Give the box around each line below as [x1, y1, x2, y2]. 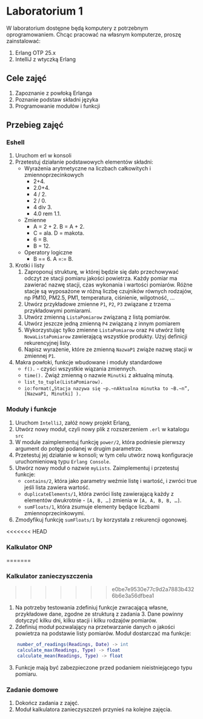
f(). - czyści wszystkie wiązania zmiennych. [24, 365, 137, 372]
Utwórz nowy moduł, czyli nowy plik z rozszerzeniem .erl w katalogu [15, 425, 190, 432]
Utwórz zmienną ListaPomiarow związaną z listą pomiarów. [24, 313, 171, 321]
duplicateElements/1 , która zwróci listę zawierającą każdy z [24, 490, 175, 497]
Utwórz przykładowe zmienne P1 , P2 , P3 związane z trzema [24, 300, 171, 308]
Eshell [6, 138, 25, 147]
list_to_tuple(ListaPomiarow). [24, 379, 104, 386]
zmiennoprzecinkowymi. [24, 509, 85, 516]
